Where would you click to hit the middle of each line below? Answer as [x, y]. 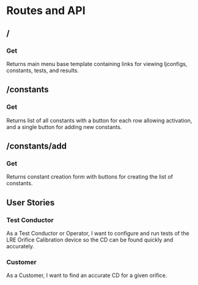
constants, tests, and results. [43, 70]
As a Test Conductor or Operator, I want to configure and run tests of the [98, 233]
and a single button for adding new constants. [64, 127]
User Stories [31, 202]
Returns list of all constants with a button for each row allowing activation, [99, 120]
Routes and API [46, 11]
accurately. [20, 246]
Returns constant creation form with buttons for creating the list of [90, 177]
